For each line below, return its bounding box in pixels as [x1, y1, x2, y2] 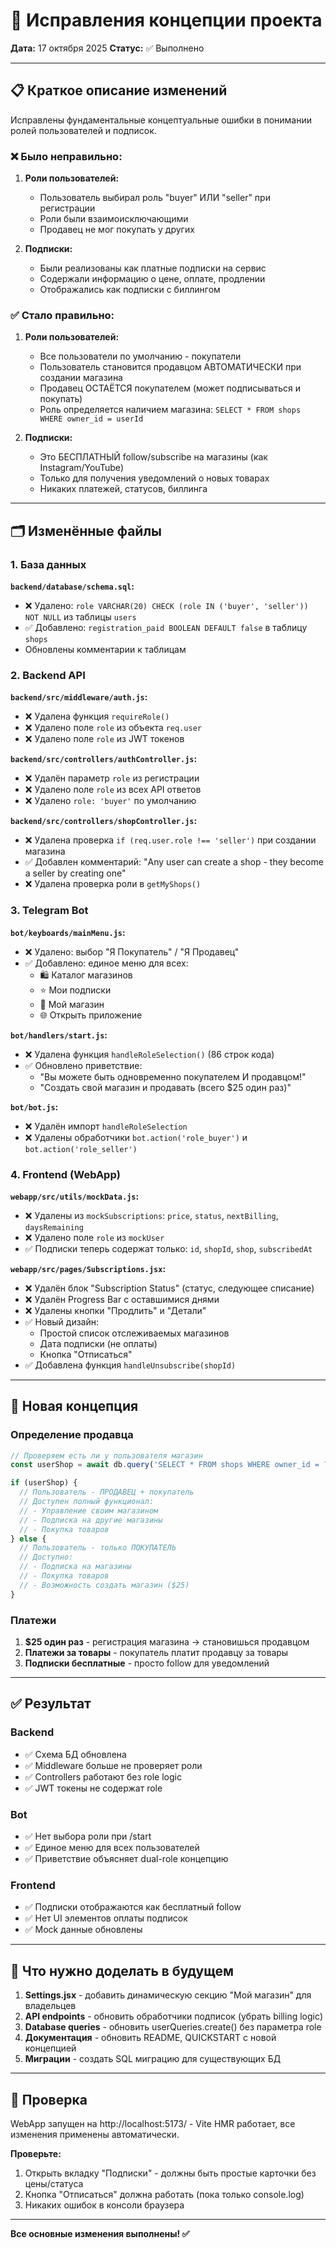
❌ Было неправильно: [10, 149, 123, 163]
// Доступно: [19, 1552, 74, 1563]
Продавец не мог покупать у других [39, 224, 195, 236]
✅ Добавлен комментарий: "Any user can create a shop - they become [24, 856, 324, 868]
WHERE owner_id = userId [39, 414, 144, 424]
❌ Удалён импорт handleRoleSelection [24, 1120, 188, 1132]
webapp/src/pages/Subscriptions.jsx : [10, 1262, 167, 1274]
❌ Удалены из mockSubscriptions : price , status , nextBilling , [24, 1209, 279, 1221]
